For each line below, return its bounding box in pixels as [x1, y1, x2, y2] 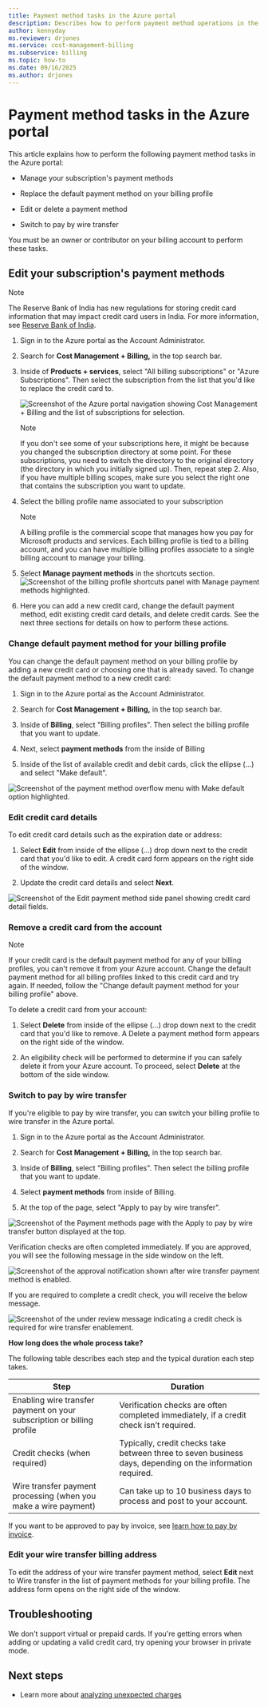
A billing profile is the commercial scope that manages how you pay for [19, 528, 254, 537]
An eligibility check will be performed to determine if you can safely [19, 1053, 242, 1063]
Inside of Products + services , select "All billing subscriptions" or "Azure [19, 367, 259, 377]
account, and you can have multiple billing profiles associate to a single [19, 544, 254, 554]
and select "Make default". [19, 768, 108, 777]
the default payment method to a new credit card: [8, 673, 171, 683]
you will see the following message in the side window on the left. [8, 1250, 224, 1260]
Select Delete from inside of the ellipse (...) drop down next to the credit [19, 1020, 257, 1030]
